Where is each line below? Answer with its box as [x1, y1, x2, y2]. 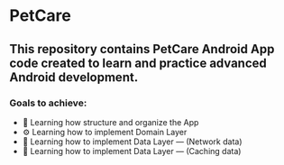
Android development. [9, 69, 139, 85]
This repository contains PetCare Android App [9, 41, 275, 57]
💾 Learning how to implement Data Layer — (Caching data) [22, 145, 242, 156]
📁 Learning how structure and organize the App [22, 116, 199, 127]
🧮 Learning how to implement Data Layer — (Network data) [22, 136, 243, 147]
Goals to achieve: [9, 96, 87, 109]
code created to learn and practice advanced [9, 55, 268, 70]
